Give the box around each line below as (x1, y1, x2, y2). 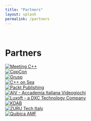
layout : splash (5, 12, 37, 17)
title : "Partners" (5, 7, 43, 12)
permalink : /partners (5, 16, 50, 21)
